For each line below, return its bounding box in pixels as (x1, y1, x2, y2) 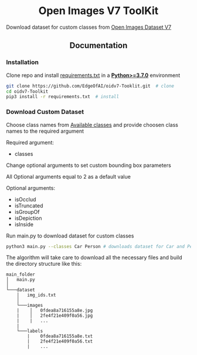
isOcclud (14, 196, 36, 203)
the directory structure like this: (6, 260, 82, 267)
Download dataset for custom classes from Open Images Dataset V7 (6, 24, 172, 31)
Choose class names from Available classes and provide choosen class (6, 121, 179, 128)
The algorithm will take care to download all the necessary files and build (6, 254, 183, 261)
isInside (14, 220, 34, 227)
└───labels (16, 328, 43, 334)
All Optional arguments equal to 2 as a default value (6, 173, 131, 180)
